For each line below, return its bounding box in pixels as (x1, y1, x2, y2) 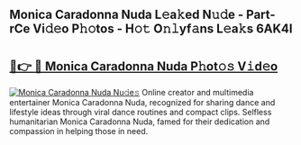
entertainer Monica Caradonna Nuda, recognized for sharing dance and (9, 97, 276, 107)
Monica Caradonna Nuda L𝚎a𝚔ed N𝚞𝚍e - (9, 7, 244, 23)
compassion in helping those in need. (9, 126, 149, 136)
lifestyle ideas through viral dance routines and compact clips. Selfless (9, 107, 272, 117)
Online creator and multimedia (141, 87, 254, 97)
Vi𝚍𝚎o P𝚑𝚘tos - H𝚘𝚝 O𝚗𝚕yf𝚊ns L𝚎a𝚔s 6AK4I (32, 22, 293, 37)
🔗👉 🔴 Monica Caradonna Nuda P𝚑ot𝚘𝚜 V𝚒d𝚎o (9, 59, 278, 74)
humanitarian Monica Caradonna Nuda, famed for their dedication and (9, 116, 270, 127)
